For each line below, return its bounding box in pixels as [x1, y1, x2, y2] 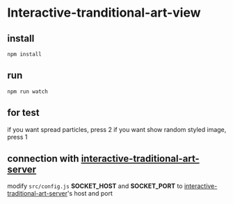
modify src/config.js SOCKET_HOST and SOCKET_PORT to [7, 182, 183, 190]
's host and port [67, 189, 113, 198]
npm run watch [7, 88, 49, 95]
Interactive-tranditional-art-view [7, 5, 201, 21]
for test [7, 107, 40, 119]
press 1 [7, 133, 28, 141]
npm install [7, 51, 42, 58]
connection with [7, 153, 79, 164]
